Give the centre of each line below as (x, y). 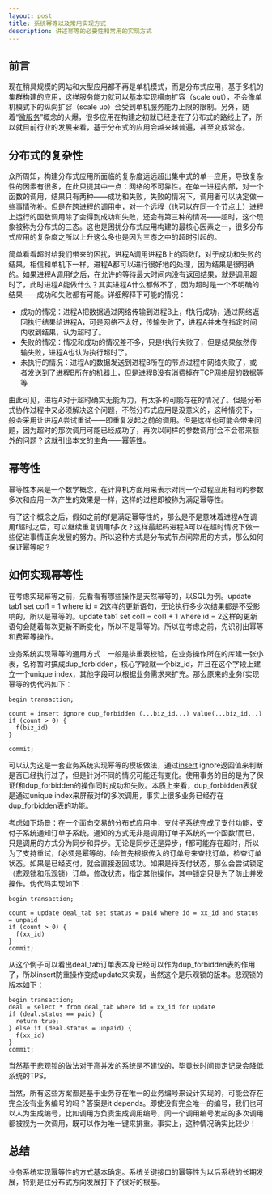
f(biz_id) (32, 728)
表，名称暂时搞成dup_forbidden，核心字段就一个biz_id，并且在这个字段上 (131, 664)
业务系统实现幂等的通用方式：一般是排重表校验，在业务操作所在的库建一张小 (136, 653)
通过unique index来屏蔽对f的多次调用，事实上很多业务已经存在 (119, 795)
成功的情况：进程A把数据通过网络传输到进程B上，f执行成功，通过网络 (136, 312)
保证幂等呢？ (30, 546)
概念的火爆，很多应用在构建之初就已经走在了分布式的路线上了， (150, 117)
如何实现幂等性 (46, 575)
